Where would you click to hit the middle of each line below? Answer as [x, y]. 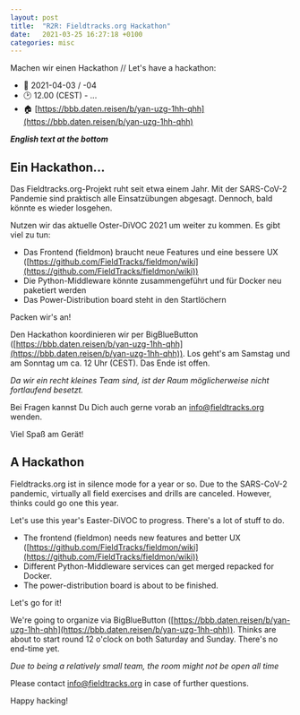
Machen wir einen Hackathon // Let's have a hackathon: [113, 68]
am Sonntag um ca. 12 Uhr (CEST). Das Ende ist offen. [110, 363]
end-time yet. [35, 648]
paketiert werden [55, 290]
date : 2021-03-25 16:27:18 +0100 [77, 34]
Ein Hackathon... [58, 167]
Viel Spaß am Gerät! [47, 435]
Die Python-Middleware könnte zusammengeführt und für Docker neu [152, 281]
